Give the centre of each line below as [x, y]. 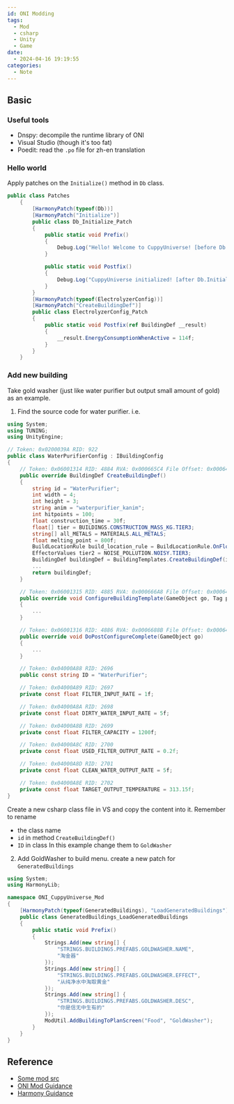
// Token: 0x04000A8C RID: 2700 [67, 745]
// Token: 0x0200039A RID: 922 [53, 450]
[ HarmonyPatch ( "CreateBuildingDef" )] [87, 306]
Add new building [38, 375]
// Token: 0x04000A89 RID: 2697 [67, 688]
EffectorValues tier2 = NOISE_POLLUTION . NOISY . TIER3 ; [112, 553]
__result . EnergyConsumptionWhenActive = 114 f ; [126, 338]
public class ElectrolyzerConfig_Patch [90, 312]
